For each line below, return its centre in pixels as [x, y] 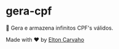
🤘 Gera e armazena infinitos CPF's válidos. [60, 28]
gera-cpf [29, 11]
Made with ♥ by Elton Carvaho [45, 39]
